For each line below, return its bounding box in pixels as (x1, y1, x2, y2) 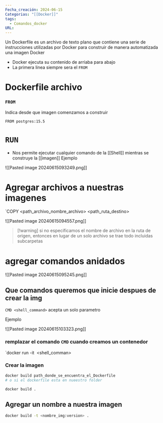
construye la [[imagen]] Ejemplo (12, 155, 78, 161)
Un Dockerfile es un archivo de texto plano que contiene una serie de (5, 39, 146, 45)
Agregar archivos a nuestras (5, 182, 124, 193)
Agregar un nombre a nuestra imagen (5, 400, 122, 409)
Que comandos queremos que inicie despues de (5, 286, 157, 294)
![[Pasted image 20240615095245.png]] (5, 272, 87, 278)
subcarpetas (17, 238, 43, 244)
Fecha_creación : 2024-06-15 (5, 7, 63, 12)
